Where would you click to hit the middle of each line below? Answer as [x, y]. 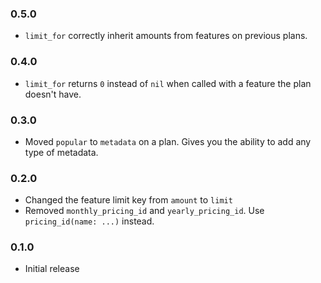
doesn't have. [53, 94]
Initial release [52, 269]
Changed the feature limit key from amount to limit [128, 200]
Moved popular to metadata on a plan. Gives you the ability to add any [168, 141]
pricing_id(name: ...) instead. [89, 221]
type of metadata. [61, 152]
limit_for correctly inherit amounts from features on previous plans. [166, 36]
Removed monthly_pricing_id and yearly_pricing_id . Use [144, 211]
